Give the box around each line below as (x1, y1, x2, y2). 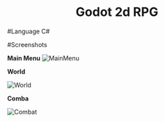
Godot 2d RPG (75, 4, 159, 20)
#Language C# (7, 27, 50, 35)
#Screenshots (7, 40, 47, 49)
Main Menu (7, 53, 40, 62)
